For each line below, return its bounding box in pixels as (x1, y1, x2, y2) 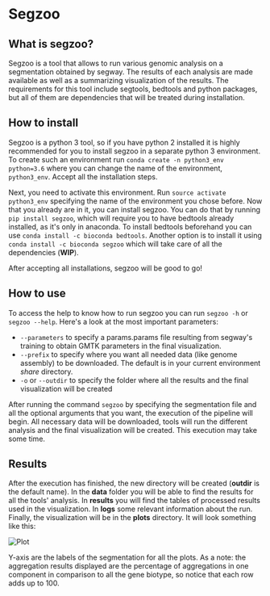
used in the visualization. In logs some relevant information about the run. (8, 504, 253, 514)
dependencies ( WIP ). (8, 247, 79, 257)
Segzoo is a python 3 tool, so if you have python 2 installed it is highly (8, 137, 240, 147)
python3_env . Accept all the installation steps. (8, 171, 158, 182)
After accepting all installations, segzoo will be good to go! (8, 263, 203, 273)
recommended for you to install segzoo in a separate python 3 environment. (8, 146, 260, 156)
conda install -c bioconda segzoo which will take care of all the (8, 239, 223, 249)
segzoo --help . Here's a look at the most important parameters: (8, 317, 219, 326)
